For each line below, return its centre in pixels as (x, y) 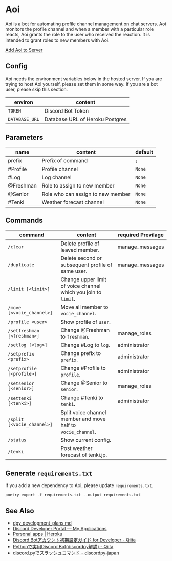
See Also (20, 510)
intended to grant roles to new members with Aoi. (57, 40)
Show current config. (86, 440)
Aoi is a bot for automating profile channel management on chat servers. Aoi (86, 24)
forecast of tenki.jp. (84, 455)
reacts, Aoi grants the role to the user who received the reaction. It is (78, 34)
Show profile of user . (86, 322)
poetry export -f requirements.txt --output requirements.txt (73, 495)
